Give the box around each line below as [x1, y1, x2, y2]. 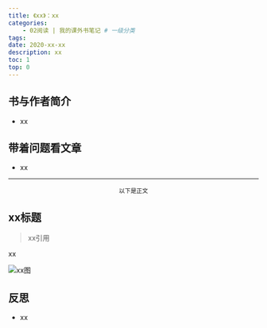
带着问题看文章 [8, 141, 82, 155]
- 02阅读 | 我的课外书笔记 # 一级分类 [22, 26, 135, 34]
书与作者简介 [8, 95, 72, 108]
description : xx [8, 48, 62, 56]
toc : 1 [8, 56, 30, 64]
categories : [8, 19, 48, 27]
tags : [8, 33, 26, 42]
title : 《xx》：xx [8, 11, 60, 20]
